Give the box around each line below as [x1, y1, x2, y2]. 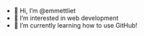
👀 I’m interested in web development [13, 14, 119, 22]
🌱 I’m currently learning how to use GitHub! [13, 21, 138, 29]
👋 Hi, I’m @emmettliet [13, 7, 77, 15]
